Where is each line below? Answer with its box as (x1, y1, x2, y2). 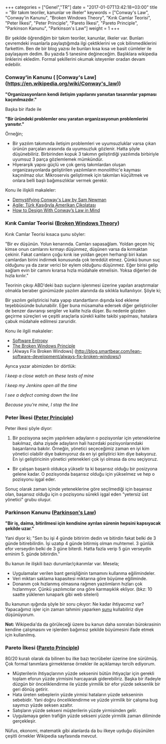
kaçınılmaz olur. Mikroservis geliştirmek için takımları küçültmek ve (12, 172, 149, 178)
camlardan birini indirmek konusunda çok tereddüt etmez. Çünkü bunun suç (5, 256, 160, 263)
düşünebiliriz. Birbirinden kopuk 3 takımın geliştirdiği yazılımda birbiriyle (12, 151, 159, 157)
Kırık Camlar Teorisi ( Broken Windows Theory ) (5, 220, 120, 227)
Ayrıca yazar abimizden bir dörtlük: (5, 363, 77, 369)
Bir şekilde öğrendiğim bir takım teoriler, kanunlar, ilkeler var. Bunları (5, 35, 144, 41)
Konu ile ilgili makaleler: (5, 328, 54, 334)
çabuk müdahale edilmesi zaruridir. (5, 318, 77, 324)
